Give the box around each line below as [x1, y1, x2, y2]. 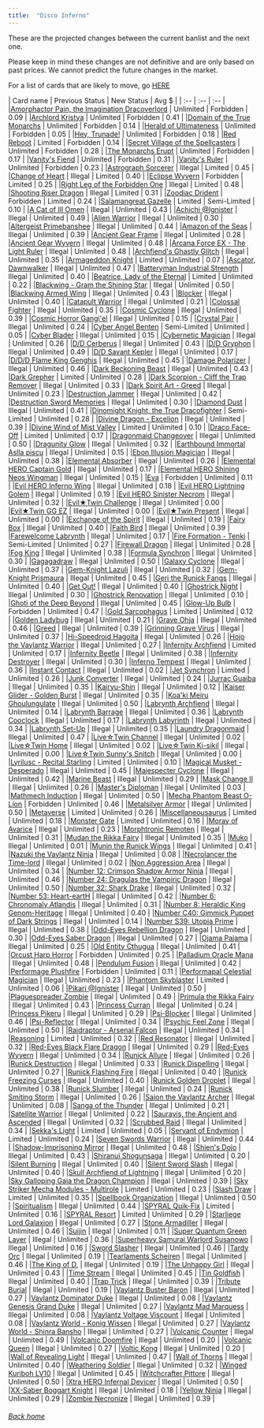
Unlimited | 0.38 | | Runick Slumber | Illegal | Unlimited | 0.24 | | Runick [8, 1084, 233, 1093]
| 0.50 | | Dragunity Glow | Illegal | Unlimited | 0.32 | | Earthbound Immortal [8, 439, 246, 448]
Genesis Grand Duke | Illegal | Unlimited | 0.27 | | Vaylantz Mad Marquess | [8, 1301, 249, 1311]
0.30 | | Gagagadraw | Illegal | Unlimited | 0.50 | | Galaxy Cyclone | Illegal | [8, 556, 244, 566]
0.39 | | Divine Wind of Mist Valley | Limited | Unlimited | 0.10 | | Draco [8, 422, 230, 432]
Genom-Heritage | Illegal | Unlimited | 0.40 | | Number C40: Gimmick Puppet [8, 908, 255, 917]
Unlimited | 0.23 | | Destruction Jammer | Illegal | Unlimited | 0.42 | [8, 389, 222, 398]
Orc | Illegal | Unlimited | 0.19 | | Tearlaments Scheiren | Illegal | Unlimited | [8, 1251, 247, 1261]
